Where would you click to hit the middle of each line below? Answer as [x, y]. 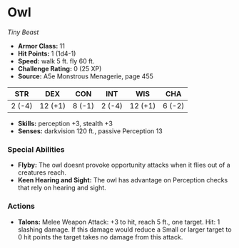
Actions [21, 206]
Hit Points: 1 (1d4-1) [47, 53]
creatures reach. [42, 172]
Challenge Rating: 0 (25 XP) [60, 68]
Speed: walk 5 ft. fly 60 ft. [56, 61]
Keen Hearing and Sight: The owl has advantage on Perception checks [123, 180]
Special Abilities [36, 149]
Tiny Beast [23, 32]
